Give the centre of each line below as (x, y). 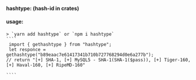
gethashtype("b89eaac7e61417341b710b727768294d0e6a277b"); (80, 55)
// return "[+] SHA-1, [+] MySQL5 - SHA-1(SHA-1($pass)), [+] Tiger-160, (99, 60)
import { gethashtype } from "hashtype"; (60, 44)
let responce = (27, 49)
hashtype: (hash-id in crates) (43, 8)
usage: (15, 22)
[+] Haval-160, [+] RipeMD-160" (46, 65)
